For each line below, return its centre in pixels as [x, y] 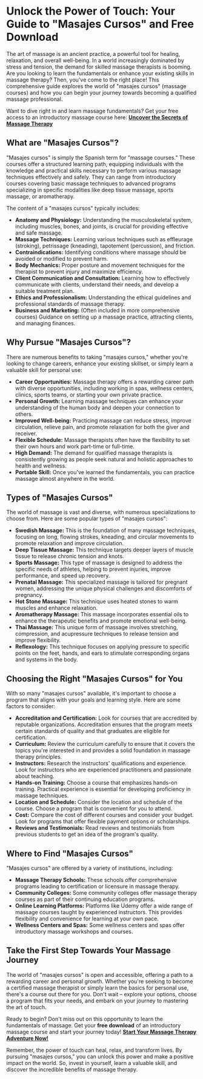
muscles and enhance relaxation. [56, 608]
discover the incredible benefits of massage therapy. [72, 1069]
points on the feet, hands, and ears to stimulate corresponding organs [102, 653]
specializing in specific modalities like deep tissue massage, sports [90, 190]
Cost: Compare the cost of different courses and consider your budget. [104, 815]
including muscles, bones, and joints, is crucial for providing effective [101, 226]
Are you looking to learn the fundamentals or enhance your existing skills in [100, 73]
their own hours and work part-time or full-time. [75, 446]
